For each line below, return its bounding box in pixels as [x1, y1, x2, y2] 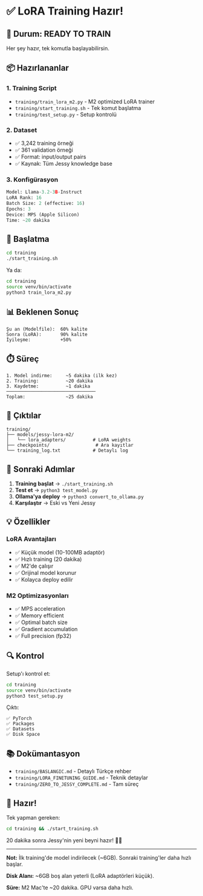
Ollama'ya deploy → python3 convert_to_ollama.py [14, 493, 144, 500]
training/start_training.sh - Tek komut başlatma [14, 104, 141, 111]
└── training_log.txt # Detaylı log [6, 447, 129, 454]
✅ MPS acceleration [14, 605, 65, 612]
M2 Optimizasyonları [6, 591, 69, 600]
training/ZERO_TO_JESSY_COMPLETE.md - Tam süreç [14, 781, 139, 788]
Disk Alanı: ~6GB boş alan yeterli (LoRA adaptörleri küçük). [6, 872, 154, 879]
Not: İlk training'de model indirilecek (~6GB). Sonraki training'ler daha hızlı [6, 854, 192, 861]
